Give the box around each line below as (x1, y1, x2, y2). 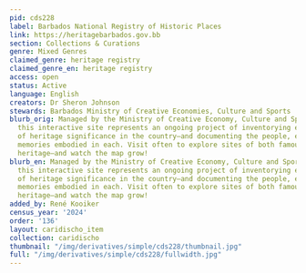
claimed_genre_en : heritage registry (9, 65, 153, 74)
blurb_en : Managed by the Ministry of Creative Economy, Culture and (9, 157, 280, 167)
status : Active (9, 81, 67, 90)
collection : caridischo (9, 233, 100, 242)
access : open (9, 73, 59, 82)
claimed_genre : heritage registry (9, 56, 141, 65)
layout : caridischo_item (9, 225, 104, 234)
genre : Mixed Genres (9, 47, 88, 56)
